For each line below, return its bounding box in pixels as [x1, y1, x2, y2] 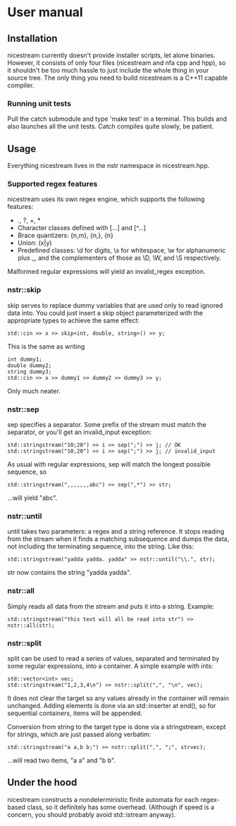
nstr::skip [7, 285, 42, 295]
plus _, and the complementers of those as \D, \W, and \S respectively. [17, 253, 222, 262]
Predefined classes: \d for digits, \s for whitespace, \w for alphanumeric [17, 246, 226, 255]
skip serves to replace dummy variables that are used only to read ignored [7, 301, 223, 309]
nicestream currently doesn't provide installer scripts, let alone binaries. [7, 51, 216, 59]
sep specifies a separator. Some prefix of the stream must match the [7, 421, 206, 429]
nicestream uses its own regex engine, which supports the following [7, 195, 205, 203]
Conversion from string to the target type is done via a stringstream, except [7, 722, 226, 731]
